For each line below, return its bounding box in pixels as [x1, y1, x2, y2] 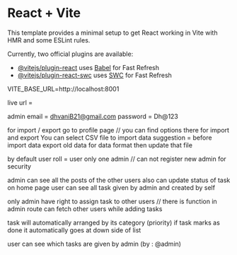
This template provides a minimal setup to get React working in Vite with [7, 28, 218, 37]
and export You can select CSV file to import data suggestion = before [7, 133, 212, 142]
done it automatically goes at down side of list [7, 225, 141, 234]
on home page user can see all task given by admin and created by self [7, 183, 216, 192]
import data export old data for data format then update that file [7, 140, 193, 149]
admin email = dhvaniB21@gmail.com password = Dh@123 [7, 112, 179, 120]
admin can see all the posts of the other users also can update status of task [7, 176, 231, 184]
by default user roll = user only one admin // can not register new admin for [7, 154, 226, 163]
